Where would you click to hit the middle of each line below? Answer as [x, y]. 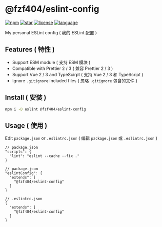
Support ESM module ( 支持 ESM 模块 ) [51, 62]
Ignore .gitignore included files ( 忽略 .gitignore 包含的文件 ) [75, 80]
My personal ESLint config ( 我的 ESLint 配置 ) [51, 32]
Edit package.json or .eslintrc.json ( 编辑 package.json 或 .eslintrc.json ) [81, 138]
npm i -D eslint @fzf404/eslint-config [46, 109]
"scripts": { [18, 152]
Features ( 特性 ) [30, 50]
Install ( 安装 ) [26, 98]
